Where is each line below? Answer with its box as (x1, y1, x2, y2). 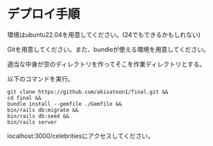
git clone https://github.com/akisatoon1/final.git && (7, 88, 169, 95)
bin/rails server (7, 118, 57, 125)
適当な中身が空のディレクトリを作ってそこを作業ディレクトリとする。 (7, 60, 206, 68)
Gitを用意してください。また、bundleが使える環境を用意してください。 (7, 45, 210, 53)
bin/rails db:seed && (7, 112, 70, 120)
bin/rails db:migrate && (7, 107, 79, 113)
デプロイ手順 (7, 6, 81, 22)
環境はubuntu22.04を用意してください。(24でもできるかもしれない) (7, 30, 201, 39)
